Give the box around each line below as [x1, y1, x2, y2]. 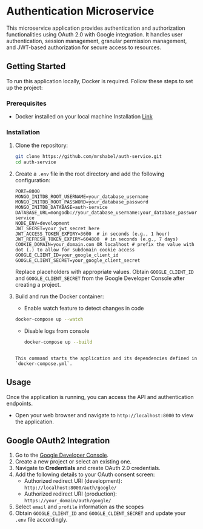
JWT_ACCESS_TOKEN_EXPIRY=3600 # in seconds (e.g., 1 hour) [15, 231, 170, 237]
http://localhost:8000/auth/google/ [24, 485, 117, 491]
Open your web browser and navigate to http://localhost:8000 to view [15, 411, 194, 418]
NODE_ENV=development [15, 220, 70, 227]
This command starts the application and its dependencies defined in [15, 355, 198, 361]
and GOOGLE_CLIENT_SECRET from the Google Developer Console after [15, 275, 185, 282]
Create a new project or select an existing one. [15, 458, 132, 465]
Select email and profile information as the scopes [15, 503, 144, 511]
